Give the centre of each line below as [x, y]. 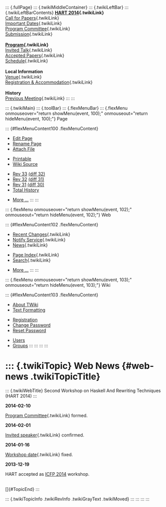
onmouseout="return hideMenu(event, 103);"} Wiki [58, 285]
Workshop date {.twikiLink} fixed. [39, 454]
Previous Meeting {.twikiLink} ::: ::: [40, 98]
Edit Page [22, 138]
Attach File [24, 149]
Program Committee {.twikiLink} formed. [47, 415]
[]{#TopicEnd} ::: [22, 489]
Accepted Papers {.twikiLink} [35, 55]
